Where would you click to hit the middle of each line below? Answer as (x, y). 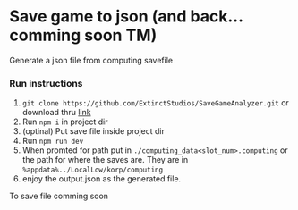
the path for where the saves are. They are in (105, 160)
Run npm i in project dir (65, 122)
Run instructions (46, 83)
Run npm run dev (53, 141)
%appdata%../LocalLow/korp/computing (93, 170)
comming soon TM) (83, 35)
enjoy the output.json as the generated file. (102, 179)
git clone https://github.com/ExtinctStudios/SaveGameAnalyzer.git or (155, 103)
